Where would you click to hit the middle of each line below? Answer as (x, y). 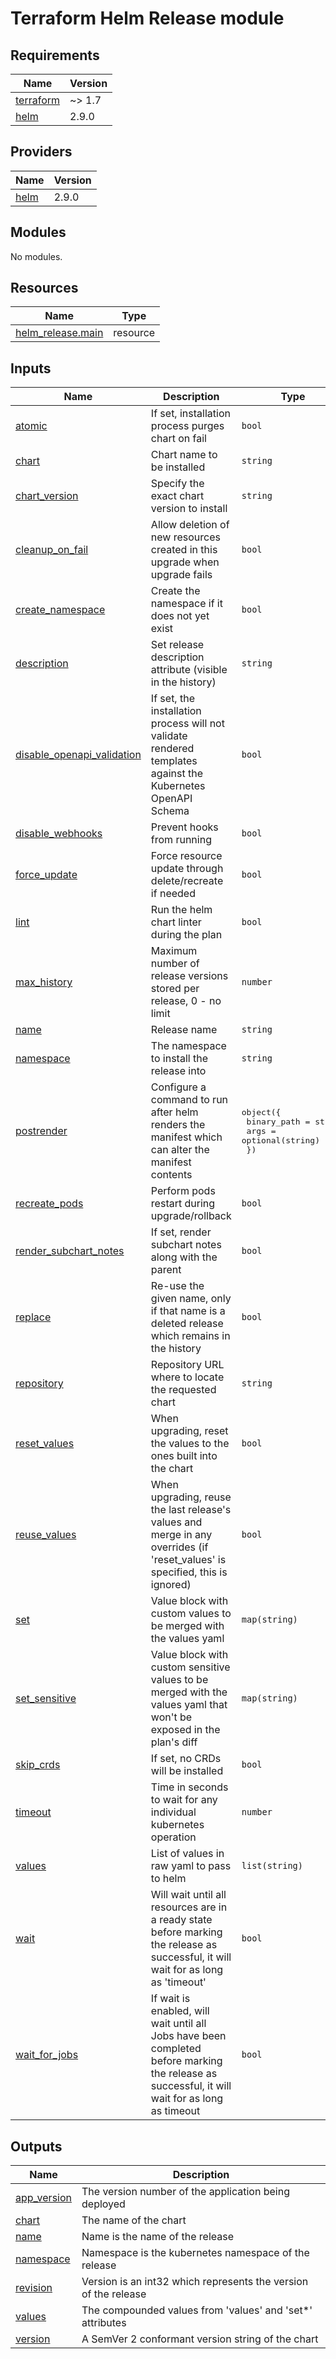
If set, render (181, 1232)
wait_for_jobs (47, 2055)
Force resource (186, 856)
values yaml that (189, 1705)
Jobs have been (188, 2036)
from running (181, 840)
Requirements (55, 55)
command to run (189, 1100)
